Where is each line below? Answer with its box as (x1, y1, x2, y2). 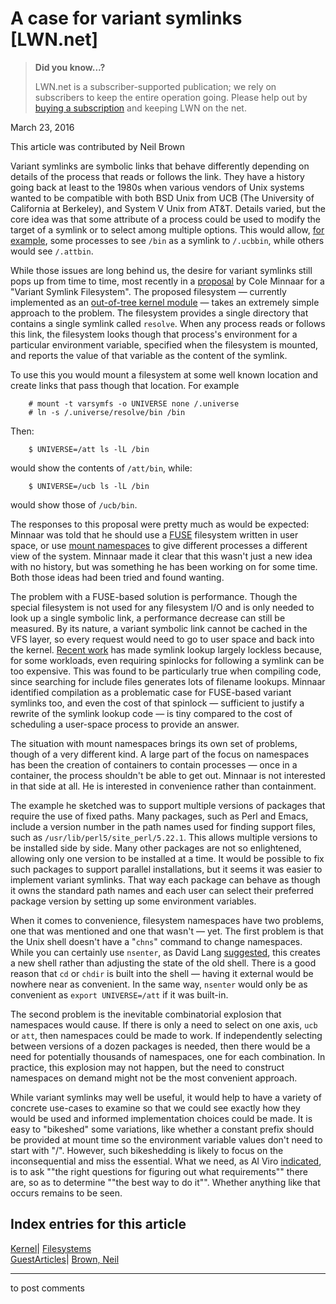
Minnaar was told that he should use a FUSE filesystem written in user (10, 528, 299, 541)
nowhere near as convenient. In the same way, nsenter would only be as (10, 978, 308, 990)
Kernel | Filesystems (10, 1242, 92, 1254)
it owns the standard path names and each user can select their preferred (10, 884, 314, 896)
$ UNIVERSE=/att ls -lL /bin (28, 444, 150, 454)
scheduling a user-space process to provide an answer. (10, 718, 240, 730)
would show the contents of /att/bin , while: (10, 462, 193, 474)
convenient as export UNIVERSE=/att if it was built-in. (10, 988, 229, 1001)
